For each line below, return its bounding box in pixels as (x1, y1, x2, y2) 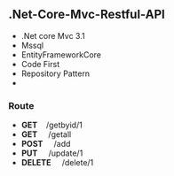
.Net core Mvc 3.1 (20, 30, 85, 41)
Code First (20, 58, 59, 69)
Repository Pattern (20, 68, 91, 79)
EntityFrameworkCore (20, 49, 101, 60)
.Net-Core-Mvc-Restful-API (8, 7, 165, 22)
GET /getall (20, 129, 72, 140)
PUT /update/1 (20, 148, 83, 158)
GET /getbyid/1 (20, 119, 83, 131)
